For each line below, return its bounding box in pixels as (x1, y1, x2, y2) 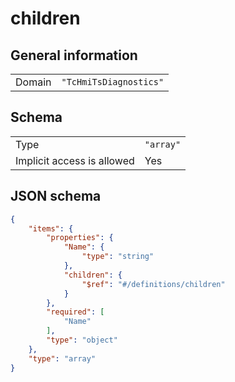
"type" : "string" (81, 252, 155, 262)
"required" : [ (46, 307, 105, 317)
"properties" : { (46, 233, 114, 243)
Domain (15, 75, 52, 89)
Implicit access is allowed (15, 153, 135, 167)
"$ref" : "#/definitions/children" (81, 279, 226, 289)
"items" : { (28, 223, 74, 234)
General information (10, 47, 138, 64)
